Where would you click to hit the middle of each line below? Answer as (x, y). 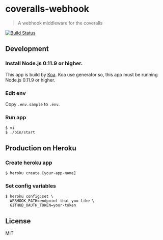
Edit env (16, 93)
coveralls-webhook (47, 9)
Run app (16, 117)
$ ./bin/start (20, 132)
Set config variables (31, 185)
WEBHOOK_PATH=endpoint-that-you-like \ (52, 201)
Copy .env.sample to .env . (33, 104)
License (18, 221)
